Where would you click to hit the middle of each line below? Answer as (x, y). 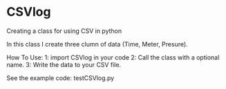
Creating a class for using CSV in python (64, 31)
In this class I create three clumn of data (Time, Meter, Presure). (97, 44)
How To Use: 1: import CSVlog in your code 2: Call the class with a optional (113, 57)
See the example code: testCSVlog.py (60, 78)
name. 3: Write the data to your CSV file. (64, 64)
